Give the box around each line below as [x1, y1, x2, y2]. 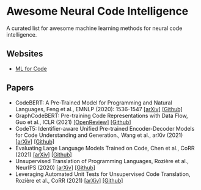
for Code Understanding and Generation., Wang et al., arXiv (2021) [15, 131, 183, 139]
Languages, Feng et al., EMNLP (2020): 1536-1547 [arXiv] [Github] [15, 105, 183, 112]
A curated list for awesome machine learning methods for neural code [6, 24, 183, 32]
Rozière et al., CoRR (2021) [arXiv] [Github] [15, 177, 123, 184]
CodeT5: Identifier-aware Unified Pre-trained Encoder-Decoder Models [15, 125, 195, 132]
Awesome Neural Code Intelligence [6, 4, 189, 18]
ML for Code [15, 65, 48, 72]
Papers [6, 82, 34, 93]
